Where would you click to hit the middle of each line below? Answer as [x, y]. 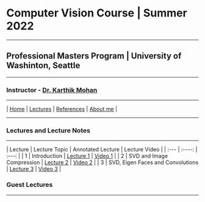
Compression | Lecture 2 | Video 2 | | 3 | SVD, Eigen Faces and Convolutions [103, 162]
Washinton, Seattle [43, 66]
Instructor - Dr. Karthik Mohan [52, 90]
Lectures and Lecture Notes [48, 130]
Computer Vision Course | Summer [97, 13]
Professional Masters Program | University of [94, 56]
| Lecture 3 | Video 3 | [34, 169]
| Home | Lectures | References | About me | [62, 109]
